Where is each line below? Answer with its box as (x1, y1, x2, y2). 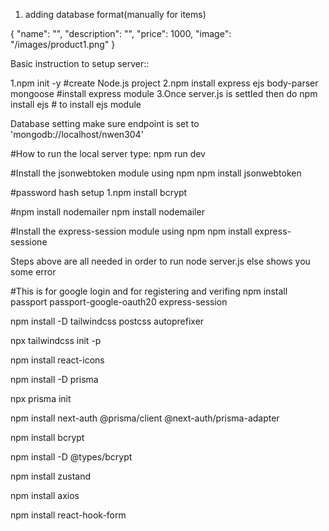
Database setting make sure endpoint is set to (10, 118, 200, 129)
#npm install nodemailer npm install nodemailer (10, 206, 205, 218)
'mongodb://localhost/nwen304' (10, 129, 144, 140)
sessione (10, 236, 48, 248)
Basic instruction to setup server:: (10, 58, 150, 69)
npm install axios (10, 490, 80, 501)
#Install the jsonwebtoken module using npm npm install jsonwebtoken (10, 167, 302, 179)
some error (10, 266, 57, 278)
